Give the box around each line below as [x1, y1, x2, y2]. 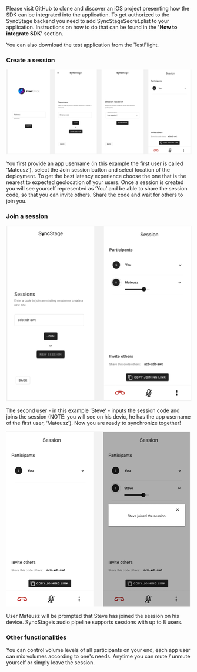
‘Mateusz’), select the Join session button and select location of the [6, 166, 171, 173]
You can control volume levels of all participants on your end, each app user [6, 647, 191, 654]
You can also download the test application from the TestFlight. [6, 41, 159, 48]
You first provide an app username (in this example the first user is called [6, 160, 183, 167]
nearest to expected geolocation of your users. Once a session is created [6, 179, 184, 186]
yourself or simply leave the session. [6, 659, 95, 666]
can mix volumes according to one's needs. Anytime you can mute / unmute [6, 653, 191, 660]
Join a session [6, 212, 48, 220]
